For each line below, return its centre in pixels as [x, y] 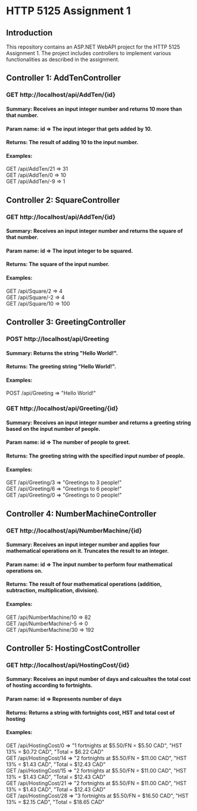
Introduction [29, 33]
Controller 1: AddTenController [63, 78]
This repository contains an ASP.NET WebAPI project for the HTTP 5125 [93, 47]
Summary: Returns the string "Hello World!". [62, 353]
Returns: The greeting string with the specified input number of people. [96, 456]
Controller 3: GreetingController [66, 322]
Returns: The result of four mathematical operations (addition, [84, 584]
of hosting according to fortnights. [49, 685]
